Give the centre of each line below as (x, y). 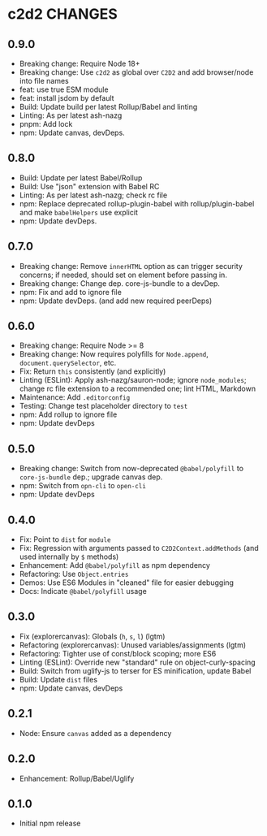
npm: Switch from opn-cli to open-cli (83, 486)
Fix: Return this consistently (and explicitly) (93, 371)
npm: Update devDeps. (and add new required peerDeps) (116, 301)
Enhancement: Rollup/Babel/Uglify (77, 778)
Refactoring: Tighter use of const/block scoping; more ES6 (118, 653)
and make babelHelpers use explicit (79, 212)
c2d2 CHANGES (63, 14)
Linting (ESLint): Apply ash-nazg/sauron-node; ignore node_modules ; (133, 380)
